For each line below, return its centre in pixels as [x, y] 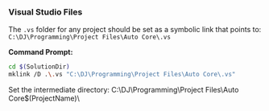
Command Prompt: [41, 52]
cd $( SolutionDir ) [39, 67]
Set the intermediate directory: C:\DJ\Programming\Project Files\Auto [124, 90]
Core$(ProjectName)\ [44, 98]
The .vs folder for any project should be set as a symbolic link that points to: [135, 30]
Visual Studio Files [46, 12]
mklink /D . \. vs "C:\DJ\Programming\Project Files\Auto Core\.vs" [122, 75]
